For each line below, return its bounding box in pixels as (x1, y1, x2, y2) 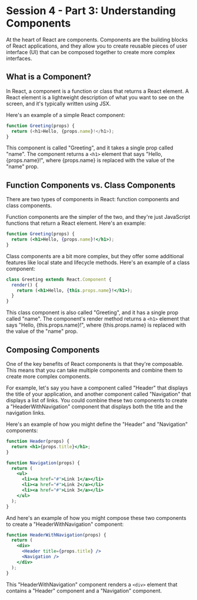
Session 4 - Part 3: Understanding (6, 4, 176, 18)
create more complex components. (6, 373, 91, 380)
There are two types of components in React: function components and (6, 196, 179, 203)
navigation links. (6, 409, 46, 416)
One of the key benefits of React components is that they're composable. (6, 361, 184, 367)
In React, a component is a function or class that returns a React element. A (6, 87, 189, 95)
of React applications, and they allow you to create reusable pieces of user (6, 42, 187, 49)
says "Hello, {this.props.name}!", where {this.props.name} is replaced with (6, 322, 186, 329)
